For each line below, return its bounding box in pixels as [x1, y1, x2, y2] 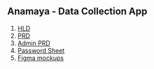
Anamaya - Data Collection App [7, 6, 148, 17]
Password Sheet [17, 46, 65, 54]
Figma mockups [17, 54, 64, 62]
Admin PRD [17, 38, 50, 47]
